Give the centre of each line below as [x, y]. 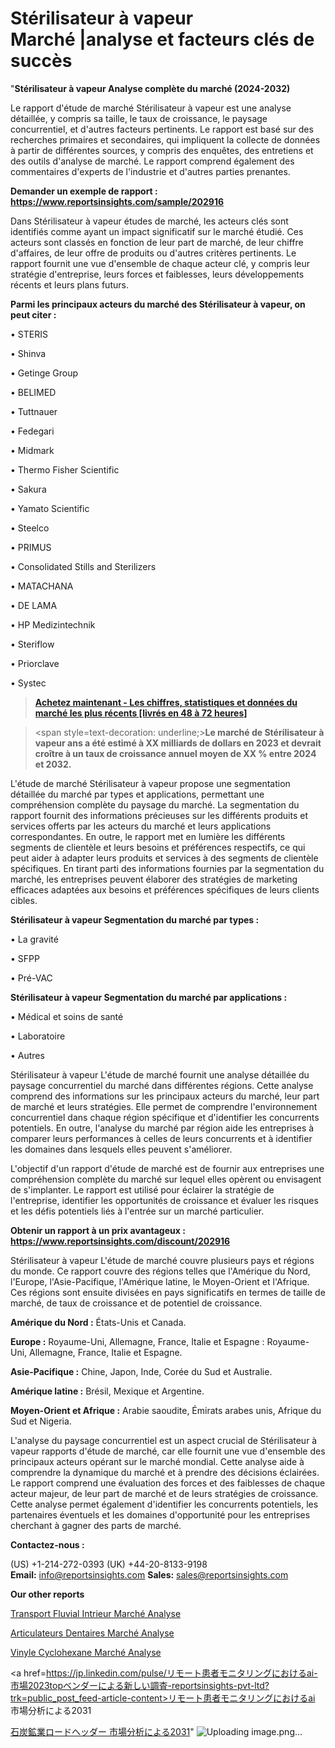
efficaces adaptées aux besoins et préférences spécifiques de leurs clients [165, 889]
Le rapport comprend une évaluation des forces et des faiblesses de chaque [168, 1483]
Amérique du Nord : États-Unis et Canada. [98, 1322]
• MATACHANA [42, 586]
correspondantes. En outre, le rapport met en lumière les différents [148, 836]
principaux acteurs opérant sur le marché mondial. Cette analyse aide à [157, 1461]
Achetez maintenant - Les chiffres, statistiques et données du [166, 702]
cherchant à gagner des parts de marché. [96, 1525]
